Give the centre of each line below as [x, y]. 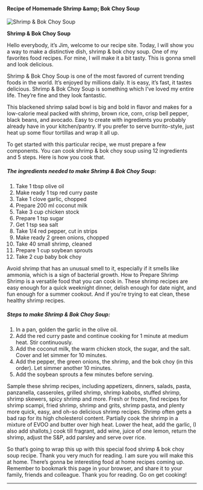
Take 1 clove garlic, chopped [51, 199]
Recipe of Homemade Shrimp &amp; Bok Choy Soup [73, 8]
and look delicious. [30, 65]
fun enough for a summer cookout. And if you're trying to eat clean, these [98, 294]
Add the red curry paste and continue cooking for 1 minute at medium [102, 336]
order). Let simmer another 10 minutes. [64, 368]
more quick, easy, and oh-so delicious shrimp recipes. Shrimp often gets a [99, 412]
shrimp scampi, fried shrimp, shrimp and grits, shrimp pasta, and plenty [96, 406]
